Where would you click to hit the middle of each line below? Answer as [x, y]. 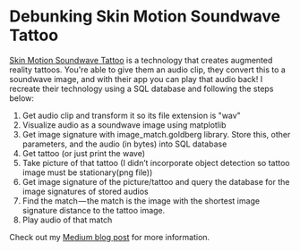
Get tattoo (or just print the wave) [84, 153]
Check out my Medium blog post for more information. [110, 237]
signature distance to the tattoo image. [94, 210]
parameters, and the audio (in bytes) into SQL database [124, 144]
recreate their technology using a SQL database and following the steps [141, 88]
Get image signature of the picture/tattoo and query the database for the [156, 181]
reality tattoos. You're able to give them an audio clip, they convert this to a [148, 70]
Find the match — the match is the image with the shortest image [141, 201]
